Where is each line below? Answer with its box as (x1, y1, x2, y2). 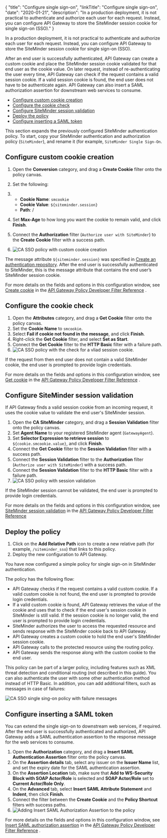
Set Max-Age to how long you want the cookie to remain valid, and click (12, 216, 161, 222)
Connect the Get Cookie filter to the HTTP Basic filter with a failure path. (12, 341, 162, 347)
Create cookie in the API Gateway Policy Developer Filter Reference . (5, 287, 147, 293)
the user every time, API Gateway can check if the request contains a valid (5, 71, 159, 77)
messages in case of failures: (5, 686, 66, 692)
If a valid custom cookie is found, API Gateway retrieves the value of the (12, 602, 161, 608)
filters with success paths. (12, 802, 67, 808)
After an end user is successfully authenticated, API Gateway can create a (5, 55, 158, 61)
